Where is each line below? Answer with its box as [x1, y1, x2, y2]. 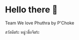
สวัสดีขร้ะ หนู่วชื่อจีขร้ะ [5, 29, 40, 35]
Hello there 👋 [5, 4, 58, 15]
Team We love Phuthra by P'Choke [5, 20, 74, 26]
